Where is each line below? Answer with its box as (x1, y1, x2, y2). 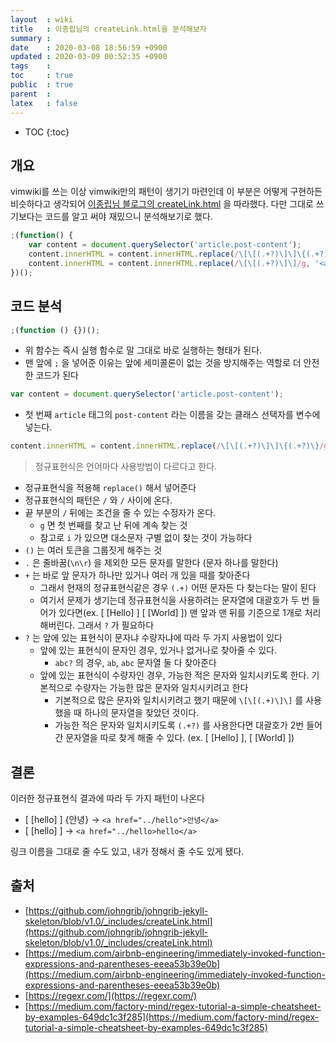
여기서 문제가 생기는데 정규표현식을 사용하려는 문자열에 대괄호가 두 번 (39, 594, 310, 606)
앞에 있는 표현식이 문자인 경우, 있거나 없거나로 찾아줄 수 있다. (39, 644, 277, 656)
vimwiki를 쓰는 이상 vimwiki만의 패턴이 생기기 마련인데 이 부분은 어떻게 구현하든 (10, 186, 323, 198)
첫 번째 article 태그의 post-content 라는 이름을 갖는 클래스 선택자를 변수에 (24, 409, 321, 421)
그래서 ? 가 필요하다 (77, 619, 155, 631)
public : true (10, 80, 74, 90)
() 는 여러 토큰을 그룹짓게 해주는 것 (24, 544, 163, 556)
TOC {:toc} (24, 126, 70, 138)
